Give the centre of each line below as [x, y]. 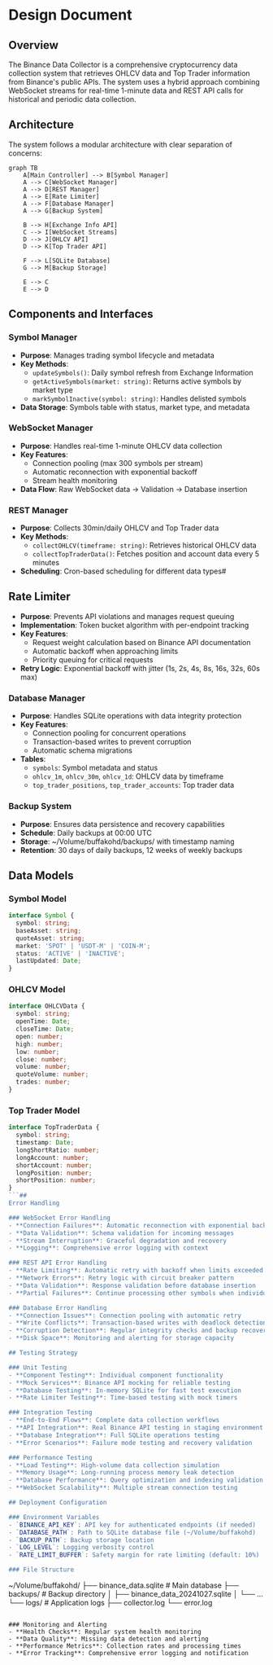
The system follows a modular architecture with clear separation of [121, 144]
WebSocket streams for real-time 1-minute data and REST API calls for [126, 90]
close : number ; [41, 1059]
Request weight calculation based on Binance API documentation [141, 642]
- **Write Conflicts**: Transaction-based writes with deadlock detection [138, 1323]
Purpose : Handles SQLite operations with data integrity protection [131, 716]
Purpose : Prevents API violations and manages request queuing [127, 616]
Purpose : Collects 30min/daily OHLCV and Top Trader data [119, 528]
